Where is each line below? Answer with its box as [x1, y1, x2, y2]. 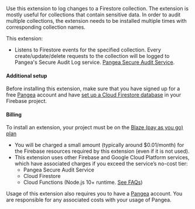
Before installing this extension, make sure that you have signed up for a [6, 85, 180, 92]
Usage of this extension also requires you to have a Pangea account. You [6, 190, 183, 197]
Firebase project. [6, 98, 47, 105]
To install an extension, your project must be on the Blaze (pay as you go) [6, 124, 183, 131]
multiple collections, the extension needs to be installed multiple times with [6, 18, 187, 24]
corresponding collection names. [6, 23, 86, 30]
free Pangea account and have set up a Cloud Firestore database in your [6, 91, 182, 98]
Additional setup [6, 72, 47, 79]
